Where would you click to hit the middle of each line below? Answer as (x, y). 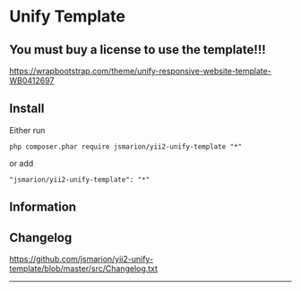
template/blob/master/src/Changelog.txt (84, 269)
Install (27, 109)
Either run (27, 130)
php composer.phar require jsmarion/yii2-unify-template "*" (126, 146)
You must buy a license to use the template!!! (138, 50)
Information (43, 207)
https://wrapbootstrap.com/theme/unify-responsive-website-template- (140, 71)
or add (21, 163)
